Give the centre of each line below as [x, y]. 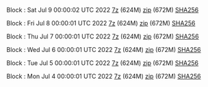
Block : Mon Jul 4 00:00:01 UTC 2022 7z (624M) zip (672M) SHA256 [104, 76]
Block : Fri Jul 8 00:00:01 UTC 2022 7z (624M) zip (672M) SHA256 [101, 23]
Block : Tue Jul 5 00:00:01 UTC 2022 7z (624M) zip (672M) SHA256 [103, 63]
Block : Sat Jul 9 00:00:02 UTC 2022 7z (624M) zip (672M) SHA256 [103, 10]
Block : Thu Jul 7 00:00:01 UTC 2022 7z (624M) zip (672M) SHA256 [103, 36]
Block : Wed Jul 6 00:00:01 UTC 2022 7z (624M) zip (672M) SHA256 [104, 50]
